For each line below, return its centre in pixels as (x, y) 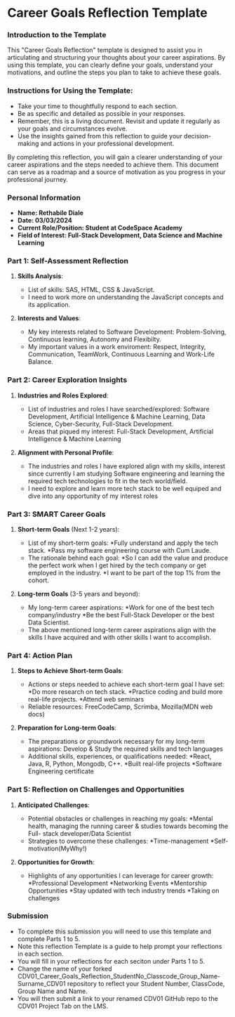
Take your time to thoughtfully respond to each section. (98, 106)
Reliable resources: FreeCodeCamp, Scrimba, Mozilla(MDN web (120, 707)
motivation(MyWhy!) (58, 848)
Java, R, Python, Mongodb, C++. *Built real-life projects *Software (125, 764)
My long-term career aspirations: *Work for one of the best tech (121, 607)
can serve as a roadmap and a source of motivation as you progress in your (116, 172)
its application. (49, 305)
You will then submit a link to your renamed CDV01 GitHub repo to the (118, 998)
